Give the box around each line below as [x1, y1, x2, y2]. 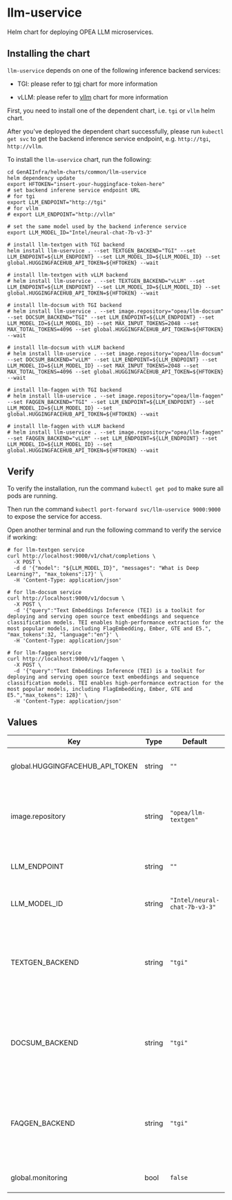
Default [182, 737, 207, 746]
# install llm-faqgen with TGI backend [7, 386, 122, 394]
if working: [7, 533, 38, 541]
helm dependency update [7, 174, 76, 181]
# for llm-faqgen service [7, 649, 81, 656]
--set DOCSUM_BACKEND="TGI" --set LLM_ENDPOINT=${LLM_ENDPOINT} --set [7, 313, 215, 321]
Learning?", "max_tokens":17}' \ [7, 571, 104, 578]
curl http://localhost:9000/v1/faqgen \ [7, 655, 126, 662]
